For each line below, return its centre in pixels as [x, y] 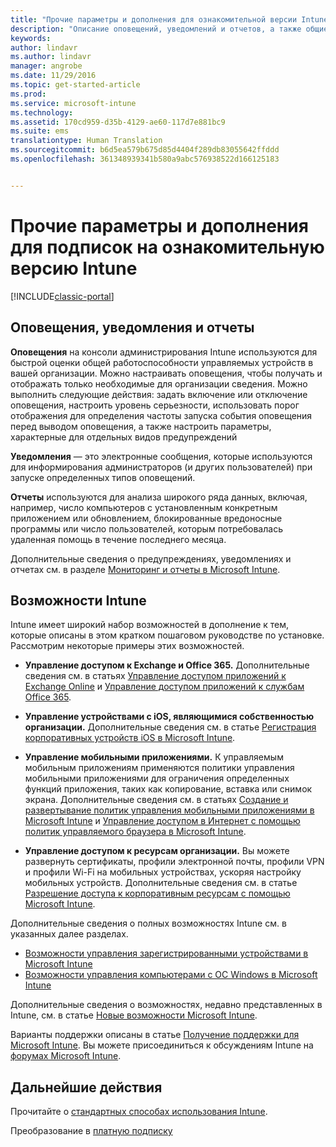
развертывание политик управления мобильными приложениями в [169, 810]
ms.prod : [28, 94]
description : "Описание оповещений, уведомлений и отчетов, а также [156, 29]
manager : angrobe [46, 66]
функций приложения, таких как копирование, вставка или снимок [168, 789]
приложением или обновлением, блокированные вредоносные [146, 518]
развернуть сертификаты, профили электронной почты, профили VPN [174, 862]
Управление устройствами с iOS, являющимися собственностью [169, 717]
